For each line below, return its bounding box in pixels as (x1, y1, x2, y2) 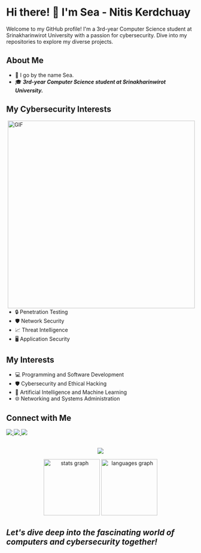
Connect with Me (6, 412, 72, 423)
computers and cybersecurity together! (6, 537, 157, 547)
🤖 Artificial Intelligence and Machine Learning (14, 388, 127, 396)
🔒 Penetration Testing (14, 308, 68, 315)
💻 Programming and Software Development (14, 371, 124, 378)
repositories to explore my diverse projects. (6, 38, 114, 45)
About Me (6, 55, 44, 65)
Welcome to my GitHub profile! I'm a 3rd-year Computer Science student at (6, 25, 193, 32)
